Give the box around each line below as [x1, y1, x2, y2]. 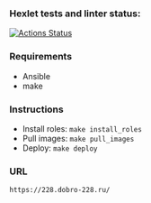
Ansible [22, 70, 51, 81]
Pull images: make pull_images [22, 133, 135, 143]
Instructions [9, 103, 65, 115]
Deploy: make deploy [22, 143, 98, 153]
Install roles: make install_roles [22, 123, 142, 134]
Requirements [9, 51, 73, 63]
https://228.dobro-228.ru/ [9, 186, 111, 195]
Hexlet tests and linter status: [9, 7, 141, 20]
